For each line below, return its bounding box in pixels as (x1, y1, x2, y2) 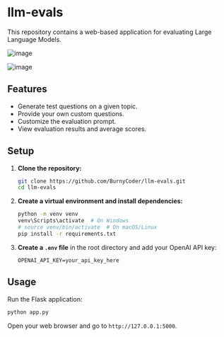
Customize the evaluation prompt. (17, 117, 117, 125)
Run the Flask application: (7, 295, 83, 303)
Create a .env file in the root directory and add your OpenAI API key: (17, 243, 217, 251)
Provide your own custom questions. (17, 109, 125, 118)
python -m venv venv (17, 210, 78, 218)
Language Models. (7, 35, 62, 43)
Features (7, 83, 47, 96)
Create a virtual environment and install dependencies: (17, 197, 183, 205)
